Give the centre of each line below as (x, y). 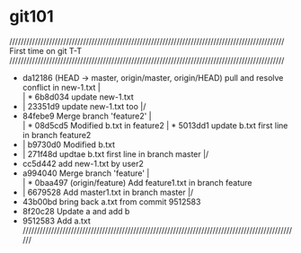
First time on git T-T (46, 50)
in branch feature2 (57, 135)
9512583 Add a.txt (57, 221)
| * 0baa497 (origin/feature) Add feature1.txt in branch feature (137, 182)
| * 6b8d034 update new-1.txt (78, 97)
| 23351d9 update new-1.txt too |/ (84, 106)
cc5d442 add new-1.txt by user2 (83, 163)
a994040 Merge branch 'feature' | (86, 173)
